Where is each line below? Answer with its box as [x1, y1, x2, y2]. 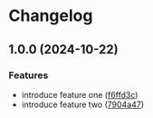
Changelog [8, 5, 93, 26]
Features [8, 69, 49, 82]
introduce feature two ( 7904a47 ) [21, 99, 145, 110]
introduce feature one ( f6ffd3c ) [21, 89, 139, 100]
